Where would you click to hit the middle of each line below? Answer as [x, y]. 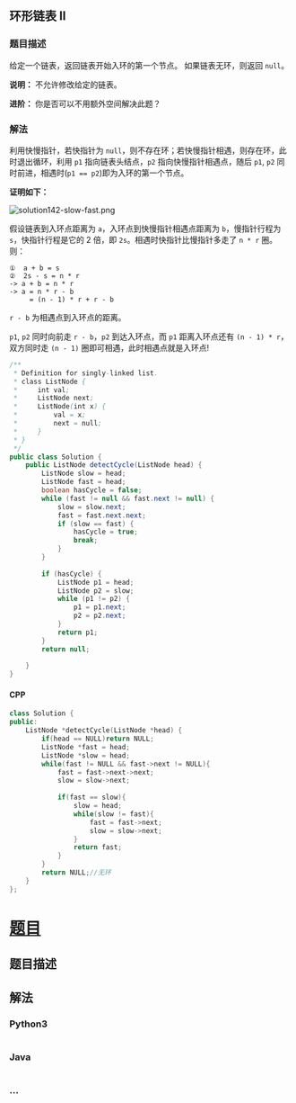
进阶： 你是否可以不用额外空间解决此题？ [85, 103]
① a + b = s [35, 268]
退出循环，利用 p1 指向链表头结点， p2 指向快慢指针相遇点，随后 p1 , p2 [146, 161]
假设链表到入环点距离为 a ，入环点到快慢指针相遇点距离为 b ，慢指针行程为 [145, 229]
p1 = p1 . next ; [100, 607]
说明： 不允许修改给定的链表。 [65, 85]
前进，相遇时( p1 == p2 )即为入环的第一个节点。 [103, 173]
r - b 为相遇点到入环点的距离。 [68, 317]
